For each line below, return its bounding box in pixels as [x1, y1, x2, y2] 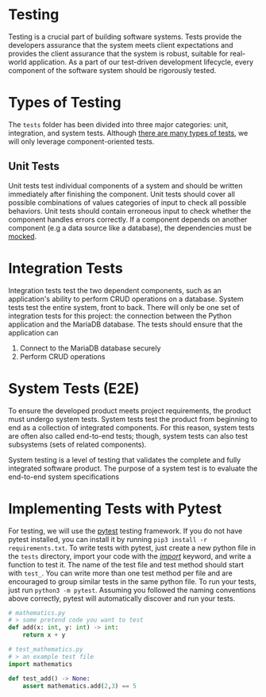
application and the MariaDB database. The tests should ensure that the [8, 319, 244, 329]
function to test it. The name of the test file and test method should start [8, 560, 245, 569]
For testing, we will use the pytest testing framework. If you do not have [8, 526, 243, 536]
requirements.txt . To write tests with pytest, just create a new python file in [8, 543, 256, 552]
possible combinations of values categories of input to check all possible [8, 197, 247, 207]
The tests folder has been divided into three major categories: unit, [8, 119, 229, 129]
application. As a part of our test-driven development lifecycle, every [28, 57, 254, 67]
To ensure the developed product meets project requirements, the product [8, 405, 252, 415]
